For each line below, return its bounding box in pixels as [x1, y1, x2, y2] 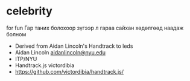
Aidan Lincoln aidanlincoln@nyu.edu [14, 48, 106, 56]
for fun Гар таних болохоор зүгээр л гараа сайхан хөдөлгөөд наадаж [6, 24, 184, 31]
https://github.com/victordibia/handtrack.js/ [14, 68, 124, 75]
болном [6, 30, 27, 37]
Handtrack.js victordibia [14, 62, 75, 69]
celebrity [6, 4, 52, 18]
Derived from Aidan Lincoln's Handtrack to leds [14, 42, 133, 50]
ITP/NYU [14, 55, 37, 62]
